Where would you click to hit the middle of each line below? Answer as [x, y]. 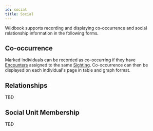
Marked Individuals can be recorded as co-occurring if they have [70, 60]
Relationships [26, 85]
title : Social [19, 14]
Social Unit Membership [42, 112]
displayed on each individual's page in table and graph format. [68, 70]
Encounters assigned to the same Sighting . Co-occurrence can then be [76, 65]
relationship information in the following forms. [52, 33]
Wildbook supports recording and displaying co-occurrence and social [76, 28]
